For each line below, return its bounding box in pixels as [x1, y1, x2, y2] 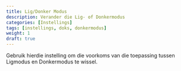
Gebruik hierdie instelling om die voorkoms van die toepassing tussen [6, 52, 175, 59]
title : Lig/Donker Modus [6, 8, 67, 15]
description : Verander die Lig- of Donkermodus [6, 14, 126, 20]
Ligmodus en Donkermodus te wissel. [6, 58, 98, 65]
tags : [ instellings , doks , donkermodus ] [6, 25, 107, 31]
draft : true [6, 36, 35, 42]
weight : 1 [6, 31, 31, 36]
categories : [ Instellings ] [6, 19, 73, 25]
